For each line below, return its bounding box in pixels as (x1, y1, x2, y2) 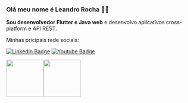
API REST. (32, 25, 58, 32)
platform (6, 25, 27, 32)
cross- (165, 19, 183, 26)
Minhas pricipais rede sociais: (6, 37, 79, 44)
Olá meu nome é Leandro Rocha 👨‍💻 (6, 5, 109, 14)
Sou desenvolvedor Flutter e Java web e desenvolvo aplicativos (6, 19, 165, 26)
